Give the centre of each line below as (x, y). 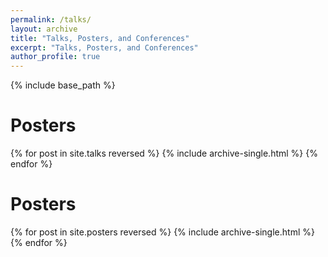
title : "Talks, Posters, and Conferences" (100, 38)
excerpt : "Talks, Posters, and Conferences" (104, 47)
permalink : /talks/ (51, 19)
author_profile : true (55, 57)
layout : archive (44, 29)
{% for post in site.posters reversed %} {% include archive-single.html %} (162, 232)
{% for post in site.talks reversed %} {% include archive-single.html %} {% (164, 153)
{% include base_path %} (63, 85)
